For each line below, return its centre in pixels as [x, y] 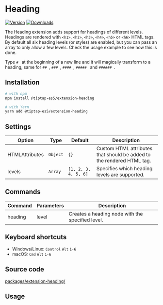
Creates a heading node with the [106, 214]
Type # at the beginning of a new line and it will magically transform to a [78, 62]
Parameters [50, 205]
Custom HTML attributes [124, 148]
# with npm [16, 93]
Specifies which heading [124, 169]
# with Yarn [17, 107]
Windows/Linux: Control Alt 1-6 [44, 249]
